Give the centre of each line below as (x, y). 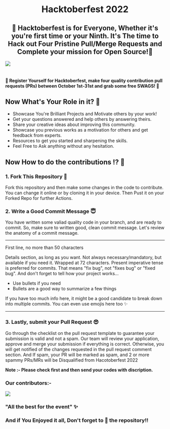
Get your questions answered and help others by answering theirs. (82, 119)
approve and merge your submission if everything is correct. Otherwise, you (85, 344)
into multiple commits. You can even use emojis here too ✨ (67, 304)
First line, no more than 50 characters (44, 248)
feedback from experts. (37, 136)
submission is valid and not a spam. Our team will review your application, (82, 338)
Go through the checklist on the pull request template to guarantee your (80, 333)
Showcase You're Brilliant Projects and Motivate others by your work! (85, 114)
